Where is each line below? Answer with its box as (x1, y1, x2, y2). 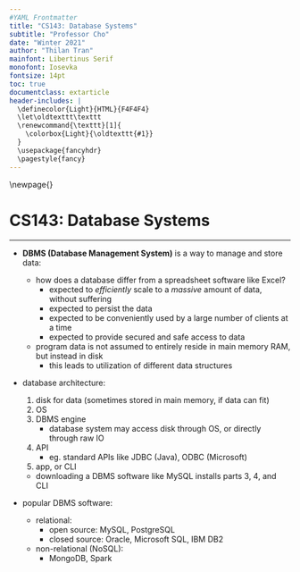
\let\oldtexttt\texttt (17, 113, 102, 122)
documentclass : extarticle (9, 88, 110, 97)
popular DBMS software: (21, 498, 113, 509)
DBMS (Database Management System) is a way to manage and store (21, 248, 283, 259)
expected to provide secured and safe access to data (48, 332, 246, 342)
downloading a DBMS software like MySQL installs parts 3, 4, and (35, 471, 277, 482)
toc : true (9, 80, 46, 88)
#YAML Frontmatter (9, 13, 78, 22)
